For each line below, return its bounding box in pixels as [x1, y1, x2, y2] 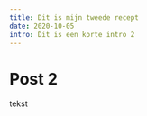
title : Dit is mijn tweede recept [9, 13, 140, 22]
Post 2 [9, 68, 59, 89]
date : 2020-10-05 [9, 22, 75, 31]
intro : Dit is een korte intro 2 [9, 30, 135, 39]
